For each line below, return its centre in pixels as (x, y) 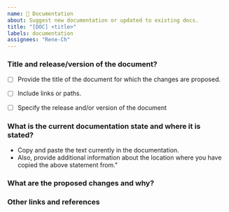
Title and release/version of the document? (82, 64)
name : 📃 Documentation (40, 14)
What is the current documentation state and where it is (104, 126)
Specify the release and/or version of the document (92, 107)
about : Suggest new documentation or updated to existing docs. (103, 20)
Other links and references (54, 202)
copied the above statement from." (68, 164)
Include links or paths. (49, 93)
